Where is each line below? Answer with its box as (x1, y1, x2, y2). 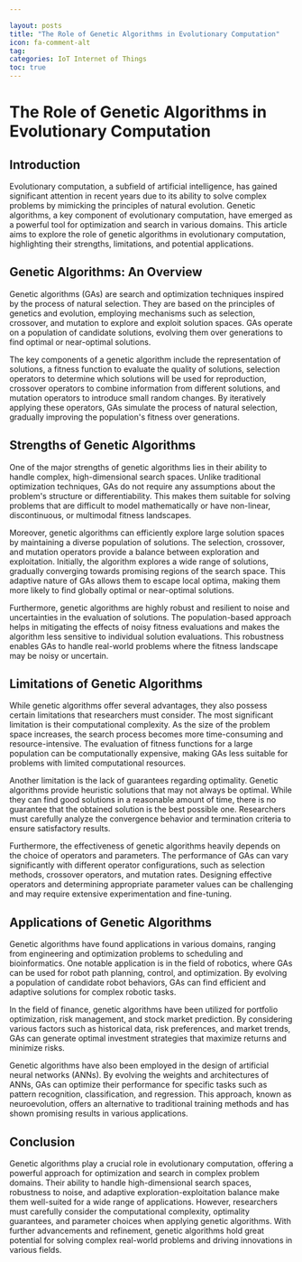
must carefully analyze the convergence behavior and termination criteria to (9, 813, 291, 824)
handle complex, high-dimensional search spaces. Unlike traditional (9, 471, 261, 482)
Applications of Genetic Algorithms (9, 914, 212, 930)
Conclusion (9, 1134, 76, 1149)
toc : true (9, 63, 47, 72)
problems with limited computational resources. (9, 757, 187, 768)
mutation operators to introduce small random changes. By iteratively (9, 392, 267, 403)
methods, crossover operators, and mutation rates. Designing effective (9, 869, 272, 880)
